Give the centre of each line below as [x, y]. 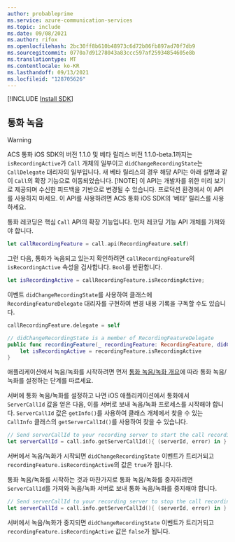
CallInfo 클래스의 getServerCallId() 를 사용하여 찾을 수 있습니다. [98, 422]
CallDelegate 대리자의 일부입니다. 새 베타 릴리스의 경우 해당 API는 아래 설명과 [114, 172]
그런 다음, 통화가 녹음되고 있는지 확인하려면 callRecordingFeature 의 [101, 258]
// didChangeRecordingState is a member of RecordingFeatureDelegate [111, 338]
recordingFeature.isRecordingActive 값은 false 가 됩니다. [89, 531]
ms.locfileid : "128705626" [47, 79]
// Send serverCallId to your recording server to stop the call [104, 502]
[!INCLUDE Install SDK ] [40, 99]
